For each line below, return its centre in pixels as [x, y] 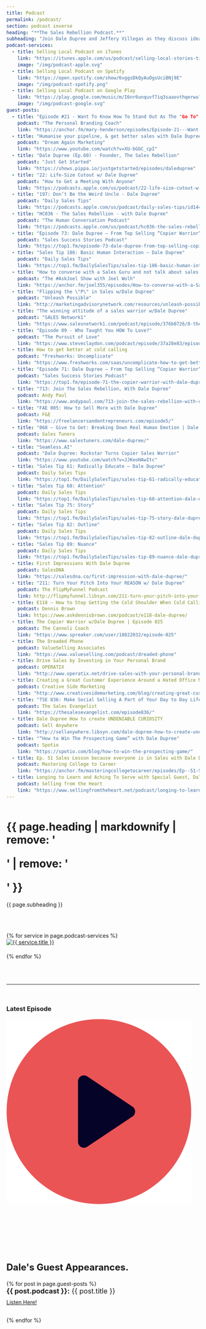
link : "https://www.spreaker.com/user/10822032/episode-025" [97, 635]
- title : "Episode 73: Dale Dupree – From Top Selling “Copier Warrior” [107, 233]
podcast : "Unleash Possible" [55, 298]
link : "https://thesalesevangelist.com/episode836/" [86, 712]
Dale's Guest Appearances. [67, 1268]
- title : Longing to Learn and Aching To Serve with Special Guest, [101, 778]
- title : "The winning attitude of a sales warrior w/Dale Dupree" [100, 311]
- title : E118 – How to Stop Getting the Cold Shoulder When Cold [98, 602]
